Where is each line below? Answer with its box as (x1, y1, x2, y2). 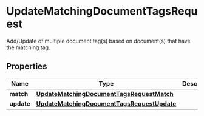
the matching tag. (6, 44, 50, 51)
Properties (6, 61, 47, 72)
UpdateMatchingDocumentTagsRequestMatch (36, 89, 174, 98)
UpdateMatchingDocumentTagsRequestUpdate (36, 99, 177, 107)
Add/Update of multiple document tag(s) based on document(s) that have (6, 37, 191, 44)
